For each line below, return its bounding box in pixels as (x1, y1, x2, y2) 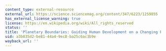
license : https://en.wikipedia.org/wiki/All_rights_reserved (5, 20, 134, 26)
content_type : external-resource (5, 7, 74, 12)
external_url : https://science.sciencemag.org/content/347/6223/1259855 (5, 12, 158, 17)
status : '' (5, 25, 28, 30)
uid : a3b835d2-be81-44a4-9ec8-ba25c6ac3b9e (5, 34, 96, 39)
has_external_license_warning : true (5, 16, 81, 21)
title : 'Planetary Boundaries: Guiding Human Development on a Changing (5, 30, 158, 34)
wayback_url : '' (5, 39, 39, 44)
